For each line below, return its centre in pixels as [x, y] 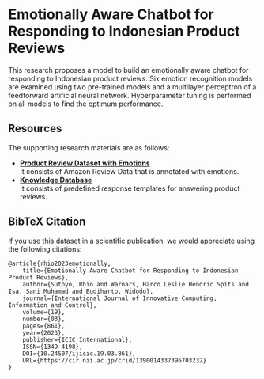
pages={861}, [44, 326]
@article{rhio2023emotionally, [60, 263]
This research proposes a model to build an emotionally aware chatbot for [128, 70]
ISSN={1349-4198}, [53, 347]
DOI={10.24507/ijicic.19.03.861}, [79, 354]
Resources [35, 129]
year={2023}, [44, 333]
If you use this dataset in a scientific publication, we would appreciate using [132, 241]
